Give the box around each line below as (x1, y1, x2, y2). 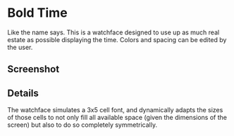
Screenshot (7, 63, 60, 75)
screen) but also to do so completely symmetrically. (7, 121, 157, 129)
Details (7, 87, 39, 99)
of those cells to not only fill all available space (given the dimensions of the (7, 114, 228, 122)
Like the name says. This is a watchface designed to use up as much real (7, 28, 220, 36)
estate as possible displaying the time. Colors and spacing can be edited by (7, 35, 227, 43)
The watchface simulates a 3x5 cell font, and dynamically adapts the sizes (7, 106, 223, 114)
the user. (7, 43, 33, 51)
